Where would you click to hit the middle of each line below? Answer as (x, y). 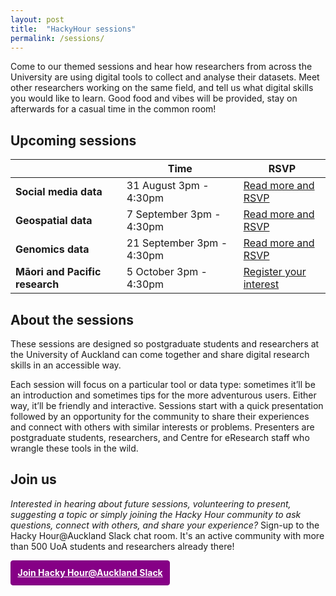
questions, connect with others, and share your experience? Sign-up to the (165, 525)
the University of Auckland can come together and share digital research (160, 354)
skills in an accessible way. (66, 365)
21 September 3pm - (177, 243)
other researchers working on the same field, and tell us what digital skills (162, 88)
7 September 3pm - (174, 214)
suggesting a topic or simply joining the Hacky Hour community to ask (156, 514)
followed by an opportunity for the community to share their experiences (160, 416)
